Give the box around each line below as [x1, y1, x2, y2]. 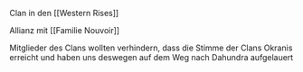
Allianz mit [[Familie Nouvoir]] [9, 25, 120, 35]
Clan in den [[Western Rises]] [9, 8, 119, 18]
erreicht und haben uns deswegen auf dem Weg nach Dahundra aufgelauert [9, 52, 294, 62]
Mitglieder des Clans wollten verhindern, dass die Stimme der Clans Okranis [9, 42, 293, 53]
